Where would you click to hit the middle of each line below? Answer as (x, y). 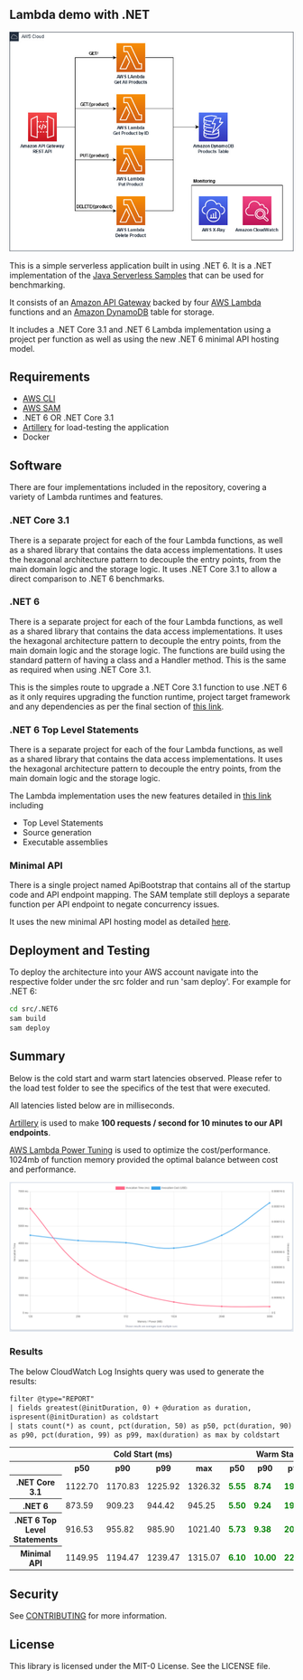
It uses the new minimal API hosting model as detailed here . (120, 922)
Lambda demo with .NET (80, 15)
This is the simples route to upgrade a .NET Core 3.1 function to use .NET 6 (148, 687)
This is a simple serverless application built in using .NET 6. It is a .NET (141, 265)
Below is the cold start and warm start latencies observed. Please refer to (146, 1078)
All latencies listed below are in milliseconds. (92, 1105)
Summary (37, 1057)
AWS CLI (39, 399)
